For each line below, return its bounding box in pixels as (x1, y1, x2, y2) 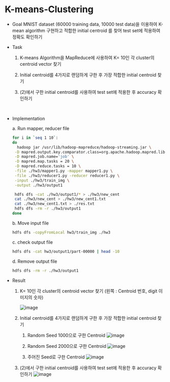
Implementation (12, 115, 45, 121)
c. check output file (12, 239, 53, 245)
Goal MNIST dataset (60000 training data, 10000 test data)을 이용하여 (12, 21, 158, 27)
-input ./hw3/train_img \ (14, 177, 70, 183)
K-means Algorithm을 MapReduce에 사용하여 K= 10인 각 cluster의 (19, 55, 155, 61)
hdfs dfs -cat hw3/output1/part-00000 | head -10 (12, 249, 120, 254)
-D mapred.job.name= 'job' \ (14, 154, 74, 159)
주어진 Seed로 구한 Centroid (27, 353, 85, 360)
